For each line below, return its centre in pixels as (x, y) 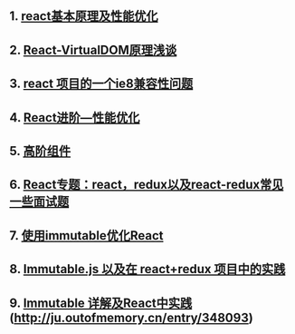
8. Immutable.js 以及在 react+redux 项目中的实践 (147, 269)
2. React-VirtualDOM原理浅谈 (93, 49)
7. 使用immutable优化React (86, 236)
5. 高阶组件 (40, 151)
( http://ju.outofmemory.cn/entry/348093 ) (131, 317)
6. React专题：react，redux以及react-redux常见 (147, 185)
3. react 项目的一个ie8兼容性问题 (101, 84)
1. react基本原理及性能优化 (84, 16)
